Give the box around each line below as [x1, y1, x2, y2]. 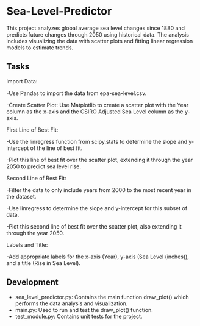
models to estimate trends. [6, 44, 74, 51]
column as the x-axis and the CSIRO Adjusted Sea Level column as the [6, 108, 184, 115]
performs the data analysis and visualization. [15, 300, 128, 307]
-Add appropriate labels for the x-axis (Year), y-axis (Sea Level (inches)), [6, 253, 189, 260]
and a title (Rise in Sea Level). [6, 259, 81, 266]
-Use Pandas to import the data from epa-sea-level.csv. [6, 90, 147, 97]
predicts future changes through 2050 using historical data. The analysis [6, 30, 189, 38]
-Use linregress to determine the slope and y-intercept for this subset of [6, 204, 188, 211]
